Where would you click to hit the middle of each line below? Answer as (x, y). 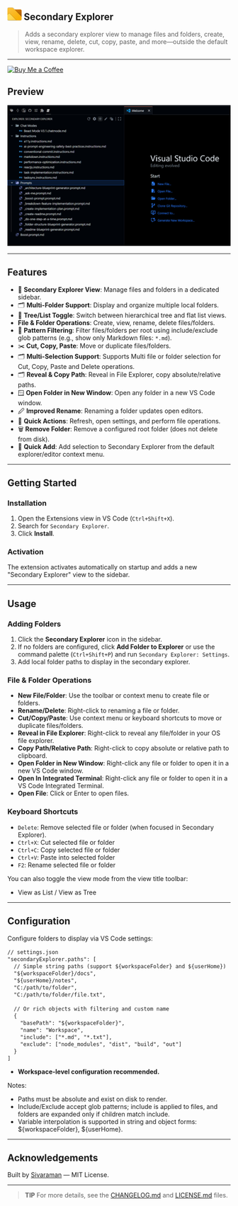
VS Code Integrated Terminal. (61, 786)
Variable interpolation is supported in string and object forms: (107, 1121)
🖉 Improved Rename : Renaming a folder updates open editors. (110, 411)
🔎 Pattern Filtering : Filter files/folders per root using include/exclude (118, 330)
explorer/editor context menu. (61, 454)
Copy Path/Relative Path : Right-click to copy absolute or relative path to (123, 749)
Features (27, 272)
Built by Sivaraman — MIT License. (58, 1175)
